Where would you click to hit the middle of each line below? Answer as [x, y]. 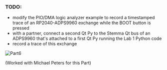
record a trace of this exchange [45, 44]
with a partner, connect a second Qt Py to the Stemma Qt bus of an [81, 34]
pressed [21, 28]
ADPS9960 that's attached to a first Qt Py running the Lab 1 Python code [87, 38]
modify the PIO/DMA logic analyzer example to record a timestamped [83, 18]
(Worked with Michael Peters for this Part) [48, 63]
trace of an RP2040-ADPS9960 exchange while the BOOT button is [82, 23]
